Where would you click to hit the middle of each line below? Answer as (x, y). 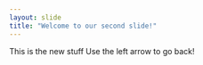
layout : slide (36, 17)
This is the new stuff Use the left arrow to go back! (102, 51)
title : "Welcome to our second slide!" (83, 26)
